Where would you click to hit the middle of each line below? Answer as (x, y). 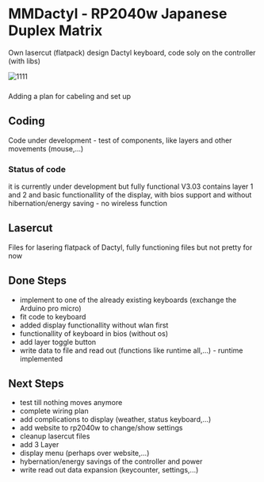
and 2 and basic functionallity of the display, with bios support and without (130, 194)
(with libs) (25, 61)
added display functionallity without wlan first (94, 325)
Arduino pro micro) (50, 308)
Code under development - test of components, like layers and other (120, 140)
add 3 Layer (39, 445)
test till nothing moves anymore (71, 403)
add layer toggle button (58, 342)
